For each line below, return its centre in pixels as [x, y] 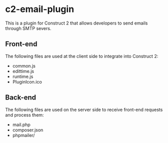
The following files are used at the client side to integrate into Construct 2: [82, 56]
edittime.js [23, 71]
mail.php [22, 124]
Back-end [21, 98]
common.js [24, 65]
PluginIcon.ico [27, 81]
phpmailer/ [24, 135]
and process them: [25, 115]
